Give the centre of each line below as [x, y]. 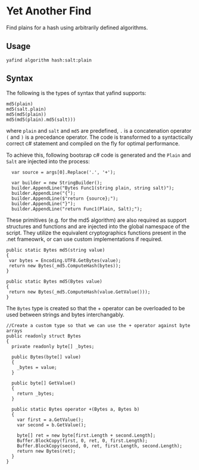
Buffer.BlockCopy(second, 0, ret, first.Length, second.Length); [100, 446]
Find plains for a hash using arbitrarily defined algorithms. [77, 28]
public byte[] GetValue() [44, 383]
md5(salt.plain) [26, 109]
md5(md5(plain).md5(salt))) [41, 120]
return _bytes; [36, 393]
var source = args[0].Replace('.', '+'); [64, 172]
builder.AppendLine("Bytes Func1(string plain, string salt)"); [93, 188]
